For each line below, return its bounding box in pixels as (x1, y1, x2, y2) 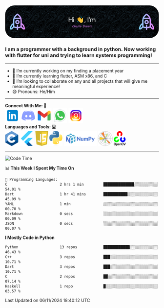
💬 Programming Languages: (5, 177, 58, 182)
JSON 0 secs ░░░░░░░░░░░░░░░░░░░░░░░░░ (5, 221, 159, 226)
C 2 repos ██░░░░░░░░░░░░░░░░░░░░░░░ (5, 274, 159, 279)
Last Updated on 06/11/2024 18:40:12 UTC (5, 297, 90, 303)
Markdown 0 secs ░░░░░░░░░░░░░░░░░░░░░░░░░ (5, 211, 159, 216)
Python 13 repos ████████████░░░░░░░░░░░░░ (5, 244, 159, 250)
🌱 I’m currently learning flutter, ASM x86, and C (12, 73, 107, 79)
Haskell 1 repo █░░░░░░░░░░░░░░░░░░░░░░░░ (5, 284, 159, 289)
